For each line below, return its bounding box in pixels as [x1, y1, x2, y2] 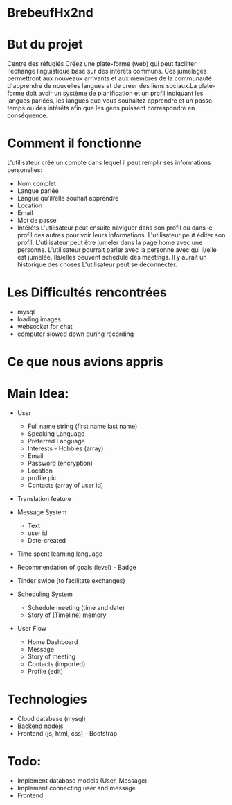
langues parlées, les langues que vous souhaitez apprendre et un [7, 96, 194, 105]
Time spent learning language [17, 550, 102, 558]
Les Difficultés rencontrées [7, 285, 168, 300]
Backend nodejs [17, 722, 64, 730]
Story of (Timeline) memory [27, 611, 107, 619]
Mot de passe [17, 217, 57, 225]
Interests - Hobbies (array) [27, 444, 104, 452]
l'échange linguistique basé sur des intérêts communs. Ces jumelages [7, 67, 207, 76]
